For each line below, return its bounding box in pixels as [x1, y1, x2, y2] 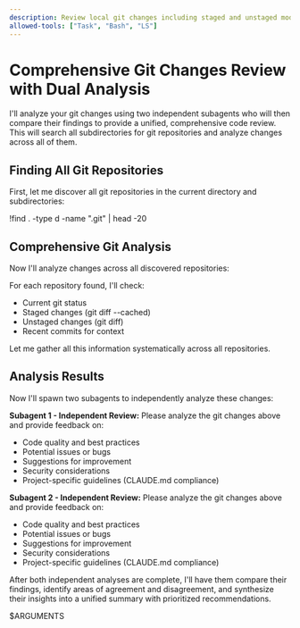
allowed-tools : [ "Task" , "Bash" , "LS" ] [9, 21, 158, 30]
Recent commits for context [21, 326, 125, 337]
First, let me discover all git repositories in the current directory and [9, 187, 257, 197]
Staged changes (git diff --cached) [21, 307, 152, 318]
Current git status [21, 297, 87, 308]
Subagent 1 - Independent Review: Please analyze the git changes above [9, 410, 281, 421]
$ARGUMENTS [9, 610, 65, 621]
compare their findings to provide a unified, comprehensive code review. [9, 118, 277, 129]
